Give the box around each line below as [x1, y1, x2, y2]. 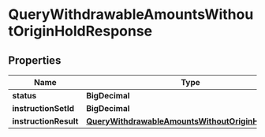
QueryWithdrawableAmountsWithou [8, 6, 254, 24]
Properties [8, 54, 62, 67]
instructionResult [12, 116, 79, 127]
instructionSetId [12, 103, 75, 113]
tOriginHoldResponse [8, 22, 153, 40]
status [12, 91, 37, 101]
